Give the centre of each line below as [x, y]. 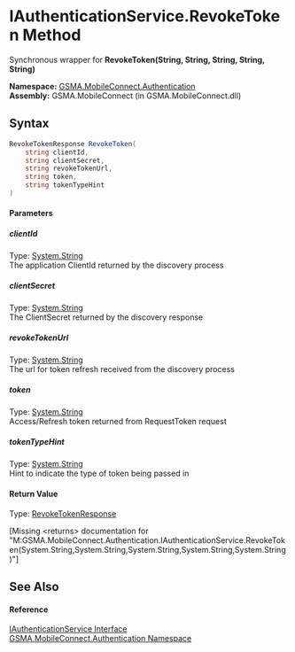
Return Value [34, 493]
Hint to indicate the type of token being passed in [99, 473]
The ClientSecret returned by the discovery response [106, 317]
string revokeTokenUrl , [69, 169]
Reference [29, 609]
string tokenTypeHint [65, 185]
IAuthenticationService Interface [68, 629]
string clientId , [57, 152]
